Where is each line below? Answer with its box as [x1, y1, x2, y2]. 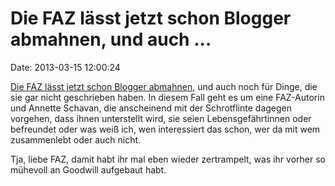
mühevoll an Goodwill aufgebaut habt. [10, 163, 167, 176]
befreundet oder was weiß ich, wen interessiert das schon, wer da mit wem [10, 123, 321, 135]
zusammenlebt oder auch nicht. [10, 133, 142, 146]
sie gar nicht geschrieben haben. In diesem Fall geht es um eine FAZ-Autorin [10, 91, 325, 103]
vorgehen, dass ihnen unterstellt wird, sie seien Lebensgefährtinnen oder [10, 112, 312, 124]
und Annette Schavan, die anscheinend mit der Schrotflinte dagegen [10, 102, 293, 114]
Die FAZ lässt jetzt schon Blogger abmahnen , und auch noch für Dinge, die [10, 80, 318, 92]
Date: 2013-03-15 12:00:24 [10, 61, 121, 73]
